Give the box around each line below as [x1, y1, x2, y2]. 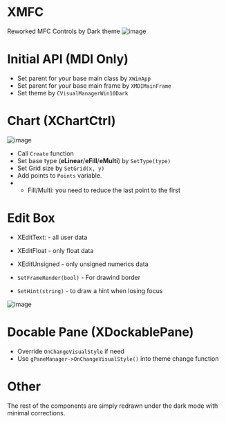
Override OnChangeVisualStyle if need [17, 347, 124, 355]
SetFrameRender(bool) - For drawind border [17, 273, 140, 281]
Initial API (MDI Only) [7, 51, 129, 67]
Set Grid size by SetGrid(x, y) [17, 164, 105, 172]
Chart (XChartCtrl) [7, 113, 116, 129]
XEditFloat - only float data [17, 246, 94, 254]
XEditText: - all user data [17, 233, 88, 241]
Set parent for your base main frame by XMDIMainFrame [17, 81, 171, 90]
